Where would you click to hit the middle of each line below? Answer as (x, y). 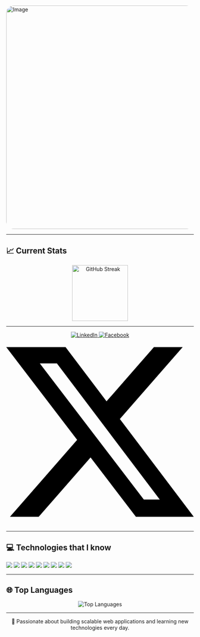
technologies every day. (100, 628)
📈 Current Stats (37, 251)
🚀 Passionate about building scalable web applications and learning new (100, 622)
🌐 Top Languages (40, 590)
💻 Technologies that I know (59, 548)
